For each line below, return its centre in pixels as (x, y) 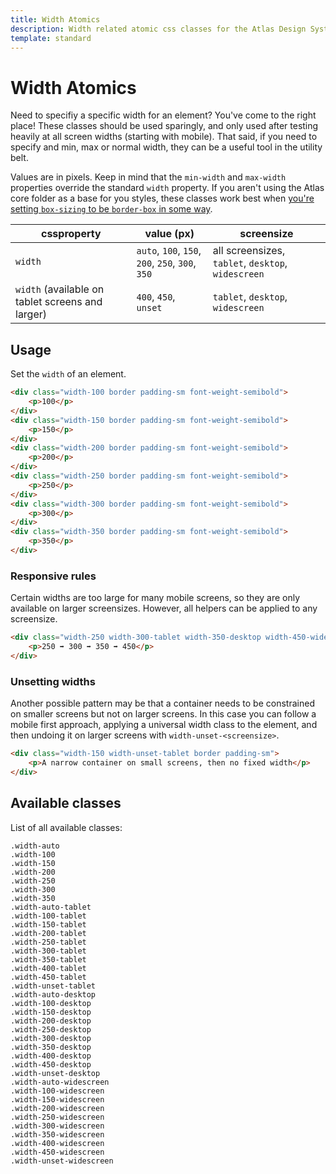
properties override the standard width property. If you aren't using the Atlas (167, 188)
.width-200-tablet (48, 933)
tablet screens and (59, 302)
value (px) (169, 234)
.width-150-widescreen (57, 1099)
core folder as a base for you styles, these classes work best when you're (162, 198)
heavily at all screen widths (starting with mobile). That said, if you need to (164, 137)
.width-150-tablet (48, 924)
